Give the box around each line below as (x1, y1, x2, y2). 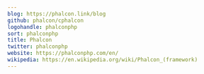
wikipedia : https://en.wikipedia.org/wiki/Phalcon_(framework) (7, 56, 198, 63)
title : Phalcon (7, 37, 52, 44)
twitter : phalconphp (7, 43, 69, 50)
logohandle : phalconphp (7, 23, 78, 30)
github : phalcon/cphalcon (7, 17, 84, 24)
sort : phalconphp (7, 30, 59, 37)
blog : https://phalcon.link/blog (7, 10, 106, 18)
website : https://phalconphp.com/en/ (7, 50, 119, 57)
